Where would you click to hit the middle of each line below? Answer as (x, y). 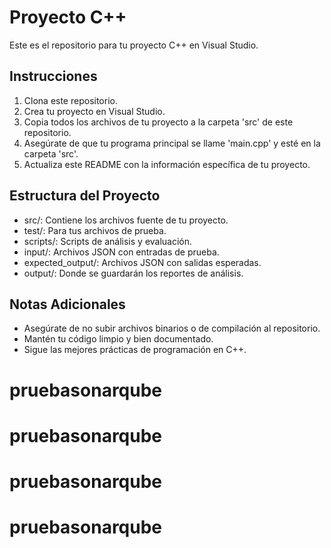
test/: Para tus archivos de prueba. (95, 230)
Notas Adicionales (67, 304)
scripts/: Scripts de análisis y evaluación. (108, 241)
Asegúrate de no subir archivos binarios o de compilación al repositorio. (172, 328)
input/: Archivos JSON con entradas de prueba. (121, 252)
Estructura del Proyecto (85, 196)
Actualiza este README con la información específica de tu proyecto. (167, 164)
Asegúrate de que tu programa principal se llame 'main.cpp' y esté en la (172, 143)
